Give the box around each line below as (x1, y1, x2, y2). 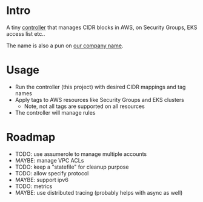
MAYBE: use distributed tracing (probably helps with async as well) (15, 189, 183, 196)
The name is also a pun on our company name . (6, 42, 124, 49)
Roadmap (6, 130, 56, 144)
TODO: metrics (15, 183, 53, 190)
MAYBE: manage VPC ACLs (15, 157, 84, 164)
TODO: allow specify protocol (15, 169, 89, 177)
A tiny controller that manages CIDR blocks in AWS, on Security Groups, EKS (6, 24, 198, 31)
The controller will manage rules (15, 109, 96, 116)
